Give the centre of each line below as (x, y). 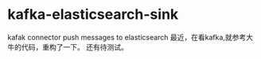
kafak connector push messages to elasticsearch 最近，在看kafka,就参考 (127, 37)
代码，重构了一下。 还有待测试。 (74, 47)
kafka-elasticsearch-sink (93, 15)
